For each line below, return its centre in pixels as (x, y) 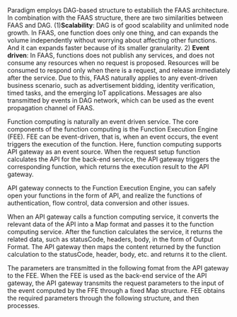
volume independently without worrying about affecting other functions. (112, 40)
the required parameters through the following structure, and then (103, 298)
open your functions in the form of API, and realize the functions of (105, 195)
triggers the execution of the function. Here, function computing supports (115, 144)
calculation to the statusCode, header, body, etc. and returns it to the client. (117, 254)
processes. (24, 306)
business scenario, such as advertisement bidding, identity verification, (111, 85)
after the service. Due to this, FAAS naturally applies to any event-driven (112, 78)
